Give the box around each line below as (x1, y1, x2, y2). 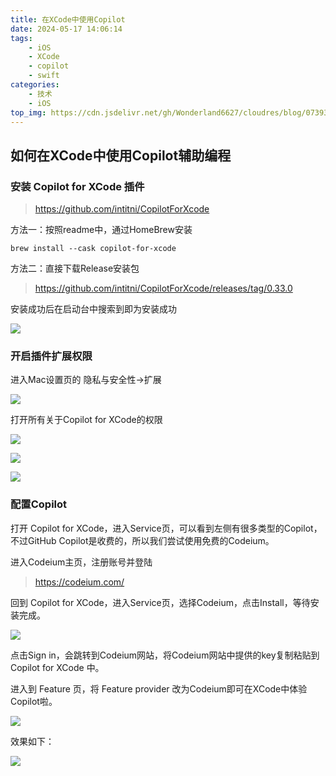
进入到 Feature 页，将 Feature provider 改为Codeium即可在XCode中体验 (10, 682, 308, 695)
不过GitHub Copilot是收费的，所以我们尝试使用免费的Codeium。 (10, 534, 275, 546)
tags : (10, 33, 33, 43)
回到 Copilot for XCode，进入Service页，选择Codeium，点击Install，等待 (10, 596, 311, 608)
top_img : (10, 107, 47, 118)
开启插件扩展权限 (10, 349, 93, 363)
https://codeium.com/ (34, 576, 125, 588)
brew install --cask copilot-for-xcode (10, 244, 177, 254)
